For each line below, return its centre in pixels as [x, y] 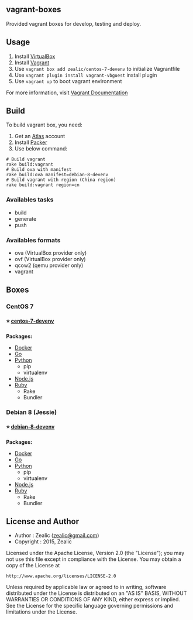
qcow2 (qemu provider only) [49, 265]
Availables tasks [30, 200]
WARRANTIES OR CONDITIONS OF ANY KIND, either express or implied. [93, 600]
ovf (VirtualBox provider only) [50, 259]
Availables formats [33, 240]
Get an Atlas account [40, 136]
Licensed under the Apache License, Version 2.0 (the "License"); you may [95, 553]
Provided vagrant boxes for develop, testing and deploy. [74, 23]
